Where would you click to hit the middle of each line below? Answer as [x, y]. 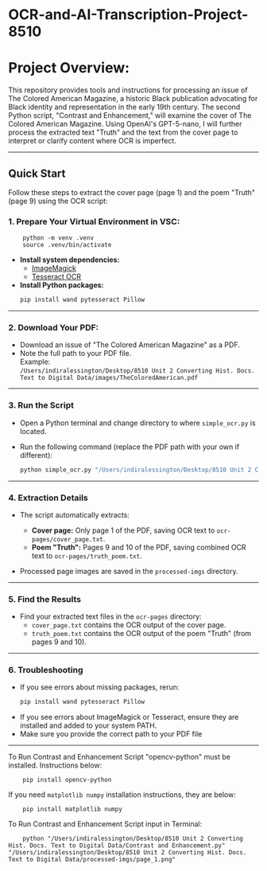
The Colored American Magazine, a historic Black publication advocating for [133, 99]
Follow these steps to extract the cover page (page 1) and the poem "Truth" [132, 192]
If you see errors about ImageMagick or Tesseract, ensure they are [129, 717]
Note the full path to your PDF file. [75, 353]
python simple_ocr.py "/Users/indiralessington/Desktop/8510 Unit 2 [135, 470]
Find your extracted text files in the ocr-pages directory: [110, 617]
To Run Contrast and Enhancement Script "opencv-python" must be [120, 757]
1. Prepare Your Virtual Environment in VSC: [94, 221]
